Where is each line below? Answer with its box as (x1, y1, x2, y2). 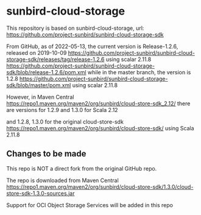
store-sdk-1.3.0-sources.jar (6, 189, 75, 197)
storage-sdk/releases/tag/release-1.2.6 (6, 55, 105, 63)
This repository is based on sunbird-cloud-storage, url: (6, 24, 144, 32)
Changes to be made (6, 149, 86, 159)
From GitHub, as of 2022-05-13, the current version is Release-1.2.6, (6, 43, 178, 50)
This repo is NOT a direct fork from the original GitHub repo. (6, 164, 157, 172)
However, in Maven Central (6, 93, 74, 100)
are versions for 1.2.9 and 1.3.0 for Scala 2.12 (6, 106, 118, 113)
